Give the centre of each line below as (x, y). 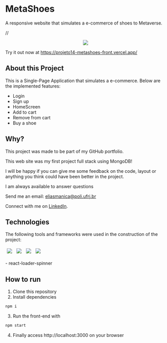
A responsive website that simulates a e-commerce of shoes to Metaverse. (84, 23)
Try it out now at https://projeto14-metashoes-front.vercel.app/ (71, 52)
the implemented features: (33, 86)
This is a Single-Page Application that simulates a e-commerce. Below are (83, 81)
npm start (16, 326)
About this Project (35, 69)
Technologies (27, 222)
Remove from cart (32, 117)
